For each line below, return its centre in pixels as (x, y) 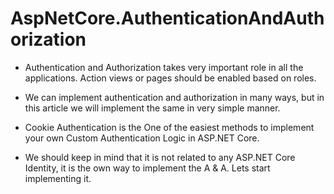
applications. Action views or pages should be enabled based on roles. (170, 78)
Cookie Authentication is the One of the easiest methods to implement (169, 127)
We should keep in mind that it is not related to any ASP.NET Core (160, 157)
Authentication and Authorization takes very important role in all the (164, 67)
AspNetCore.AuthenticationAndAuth (167, 18)
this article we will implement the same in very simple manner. (152, 108)
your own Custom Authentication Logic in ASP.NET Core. (142, 138)
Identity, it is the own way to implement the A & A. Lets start (147, 168)
